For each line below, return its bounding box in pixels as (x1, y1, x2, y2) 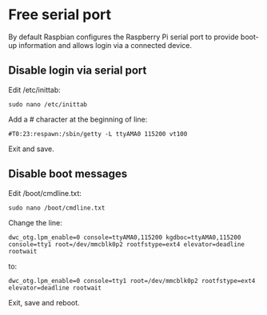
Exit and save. (8, 144, 54, 154)
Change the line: (8, 217, 62, 227)
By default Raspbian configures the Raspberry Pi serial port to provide (8, 32, 239, 42)
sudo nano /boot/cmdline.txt (8, 204, 106, 212)
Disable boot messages (8, 167, 128, 181)
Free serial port (8, 6, 112, 24)
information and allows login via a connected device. (18, 40, 192, 50)
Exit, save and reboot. (8, 297, 80, 307)
